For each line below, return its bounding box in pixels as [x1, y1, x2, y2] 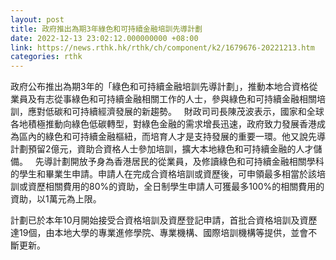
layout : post [10, 14, 65, 25]
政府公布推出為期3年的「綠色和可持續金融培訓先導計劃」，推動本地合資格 [10, 81, 310, 93]
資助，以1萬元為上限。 [10, 193, 102, 205]
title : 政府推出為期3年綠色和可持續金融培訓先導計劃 [10, 24, 203, 34]
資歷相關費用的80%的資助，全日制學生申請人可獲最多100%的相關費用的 [27, 181, 325, 193]
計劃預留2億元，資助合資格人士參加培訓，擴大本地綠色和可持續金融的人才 [10, 143, 314, 155]
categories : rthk [10, 52, 83, 62]
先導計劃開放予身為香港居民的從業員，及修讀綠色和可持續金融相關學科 [34, 156, 325, 168]
